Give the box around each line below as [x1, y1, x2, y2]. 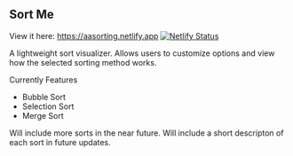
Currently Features [9, 74, 78, 85]
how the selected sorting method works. [9, 57, 157, 67]
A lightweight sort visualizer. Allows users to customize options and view [9, 48, 275, 58]
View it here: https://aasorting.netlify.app [9, 30, 159, 41]
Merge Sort [21, 110, 64, 121]
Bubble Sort [21, 91, 67, 102]
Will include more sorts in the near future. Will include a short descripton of [9, 128, 284, 138]
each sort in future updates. [9, 136, 111, 147]
